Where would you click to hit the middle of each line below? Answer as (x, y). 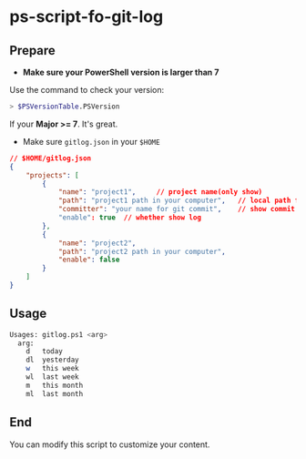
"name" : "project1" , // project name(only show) (160, 192)
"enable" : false (89, 260)
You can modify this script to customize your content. (110, 444)
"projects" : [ (52, 175)
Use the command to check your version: (87, 90)
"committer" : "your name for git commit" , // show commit (177, 209)
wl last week (52, 377)
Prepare (33, 51)
